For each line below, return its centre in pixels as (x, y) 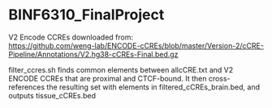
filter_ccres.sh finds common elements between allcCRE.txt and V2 (121, 69)
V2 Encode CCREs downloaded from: (71, 37)
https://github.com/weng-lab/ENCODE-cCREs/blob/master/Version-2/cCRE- (136, 45)
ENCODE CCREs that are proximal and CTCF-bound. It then (108, 78)
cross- (219, 78)
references (27, 87)
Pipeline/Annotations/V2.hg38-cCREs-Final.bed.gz (93, 54)
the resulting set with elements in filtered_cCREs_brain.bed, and (153, 87)
